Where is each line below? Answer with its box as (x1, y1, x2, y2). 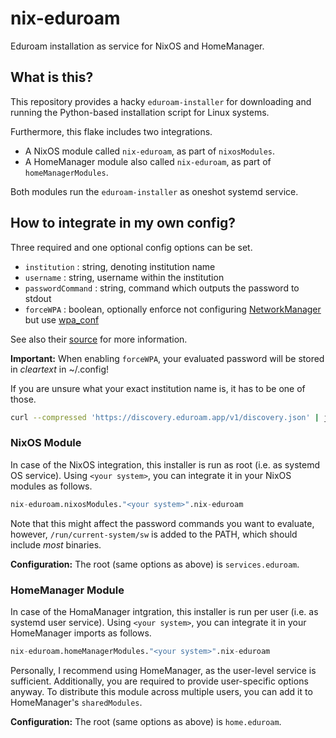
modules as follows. (10, 480, 93, 492)
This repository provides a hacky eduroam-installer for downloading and (10, 95, 312, 107)
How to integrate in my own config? (10, 215, 237, 232)
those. (10, 393, 37, 405)
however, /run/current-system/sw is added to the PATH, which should (10, 528, 298, 540)
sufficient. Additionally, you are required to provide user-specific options (10, 675, 309, 687)
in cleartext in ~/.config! (10, 363, 110, 375)
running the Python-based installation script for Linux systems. (10, 106, 270, 118)
